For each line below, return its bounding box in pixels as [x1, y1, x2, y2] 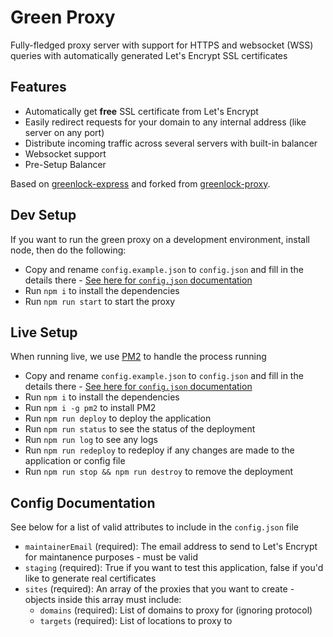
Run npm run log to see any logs [24, 434, 158, 446]
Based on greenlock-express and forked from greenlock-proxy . [10, 177, 271, 190]
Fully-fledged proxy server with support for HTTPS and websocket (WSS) [10, 39, 314, 51]
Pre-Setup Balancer [24, 158, 107, 170]
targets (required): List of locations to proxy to [39, 615, 233, 627]
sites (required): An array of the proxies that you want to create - [24, 583, 295, 595]
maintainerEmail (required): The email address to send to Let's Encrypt [24, 541, 318, 553]
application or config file [24, 455, 126, 467]
